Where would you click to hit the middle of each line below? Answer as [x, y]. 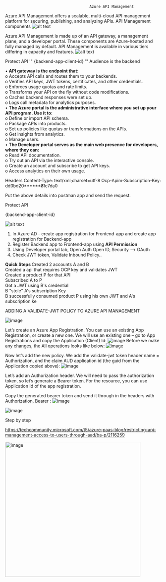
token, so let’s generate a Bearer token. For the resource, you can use [76, 381]
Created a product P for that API [38, 275]
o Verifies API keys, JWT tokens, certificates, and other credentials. [74, 81]
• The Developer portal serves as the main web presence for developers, [82, 145]
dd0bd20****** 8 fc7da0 [31, 186]
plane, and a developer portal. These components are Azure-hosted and [79, 41]
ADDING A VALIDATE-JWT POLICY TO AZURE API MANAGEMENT [73, 311]
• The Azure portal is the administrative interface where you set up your [81, 108]
